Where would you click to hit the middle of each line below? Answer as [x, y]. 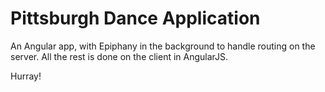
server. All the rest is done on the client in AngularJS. [119, 56]
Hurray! [26, 76]
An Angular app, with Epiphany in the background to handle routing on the [163, 46]
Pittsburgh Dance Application [135, 18]
